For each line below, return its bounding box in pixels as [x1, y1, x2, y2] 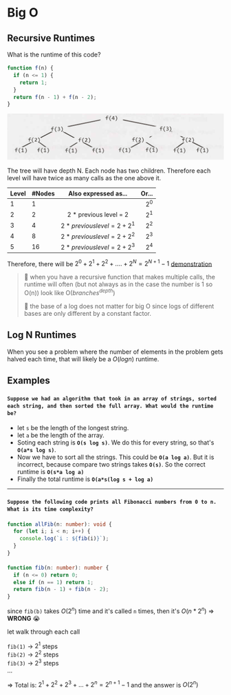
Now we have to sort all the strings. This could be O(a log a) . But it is [16, 453, 214, 462]
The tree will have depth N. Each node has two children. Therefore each [7, 167, 211, 175]
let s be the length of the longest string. [16, 424, 129, 432]
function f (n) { [7, 65, 54, 72]
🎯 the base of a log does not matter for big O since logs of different [23, 301, 214, 310]
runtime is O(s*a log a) [16, 468, 85, 476]
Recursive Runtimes [7, 32, 95, 44]
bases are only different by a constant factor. [23, 309, 152, 317]
